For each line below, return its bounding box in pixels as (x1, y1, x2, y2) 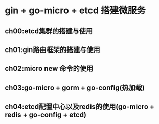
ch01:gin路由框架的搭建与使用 (5, 45, 100, 54)
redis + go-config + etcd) (5, 111, 86, 119)
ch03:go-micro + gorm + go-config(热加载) (5, 83, 145, 92)
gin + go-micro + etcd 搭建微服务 (5, 5, 146, 16)
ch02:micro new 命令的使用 (5, 64, 94, 73)
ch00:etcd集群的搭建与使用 (5, 27, 93, 35)
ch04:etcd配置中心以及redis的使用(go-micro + (5, 103, 154, 111)
